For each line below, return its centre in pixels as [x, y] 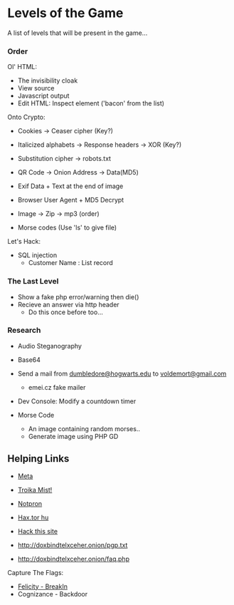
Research [24, 331]
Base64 [29, 360]
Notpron [30, 503]
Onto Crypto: [26, 117]
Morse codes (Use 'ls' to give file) [67, 228]
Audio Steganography [49, 346]
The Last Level [33, 281]
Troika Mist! [35, 490]
